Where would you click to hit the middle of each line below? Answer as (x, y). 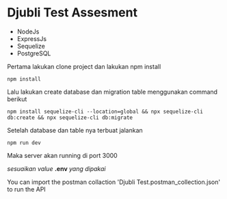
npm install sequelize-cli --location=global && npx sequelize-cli (105, 111)
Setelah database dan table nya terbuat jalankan (75, 130)
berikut (17, 99)
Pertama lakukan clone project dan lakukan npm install (84, 66)
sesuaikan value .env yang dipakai (56, 168)
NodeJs (28, 31)
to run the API (26, 189)
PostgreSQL (34, 53)
